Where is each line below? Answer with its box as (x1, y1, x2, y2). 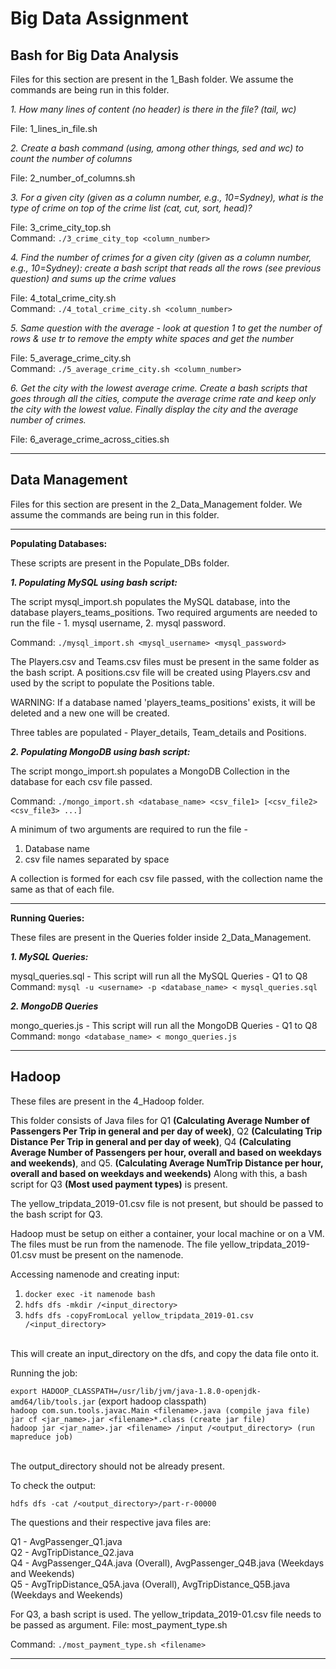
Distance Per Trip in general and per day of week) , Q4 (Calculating (10, 1135, 292, 1147)
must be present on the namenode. (38, 1248, 184, 1261)
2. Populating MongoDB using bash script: (10, 745, 191, 757)
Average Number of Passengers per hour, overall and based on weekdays (10, 1146, 322, 1158)
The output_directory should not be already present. (10, 1460, 225, 1472)
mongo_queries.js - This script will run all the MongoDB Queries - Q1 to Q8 (10, 1019, 318, 1031)
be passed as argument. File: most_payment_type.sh (10, 1618, 228, 1631)
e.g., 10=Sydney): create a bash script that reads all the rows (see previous (10, 262, 322, 274)
